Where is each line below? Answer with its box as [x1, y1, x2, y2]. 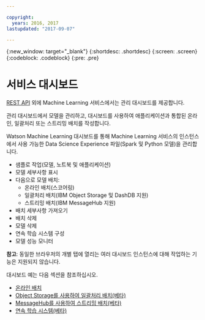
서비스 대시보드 [6, 78, 78, 92]
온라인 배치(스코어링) [24, 184, 75, 192]
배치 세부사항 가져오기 [15, 207, 69, 214]
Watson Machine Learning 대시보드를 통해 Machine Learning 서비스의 [6, 133, 179, 140]
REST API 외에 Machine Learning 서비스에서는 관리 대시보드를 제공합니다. [6, 99, 185, 106]
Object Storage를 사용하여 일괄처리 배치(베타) [15, 292, 127, 299]
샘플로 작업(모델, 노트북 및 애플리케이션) [15, 161, 111, 168]
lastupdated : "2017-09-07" [6, 26, 75, 32]
